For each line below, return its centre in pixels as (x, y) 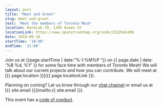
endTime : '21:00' (23, 46)
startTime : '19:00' (25, 42)
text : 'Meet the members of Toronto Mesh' (49, 23)
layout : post (18, 10)
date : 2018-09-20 (23, 37)
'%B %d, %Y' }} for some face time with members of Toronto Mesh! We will (81, 65)
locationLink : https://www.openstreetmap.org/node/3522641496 (70, 32)
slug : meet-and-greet (27, 19)
